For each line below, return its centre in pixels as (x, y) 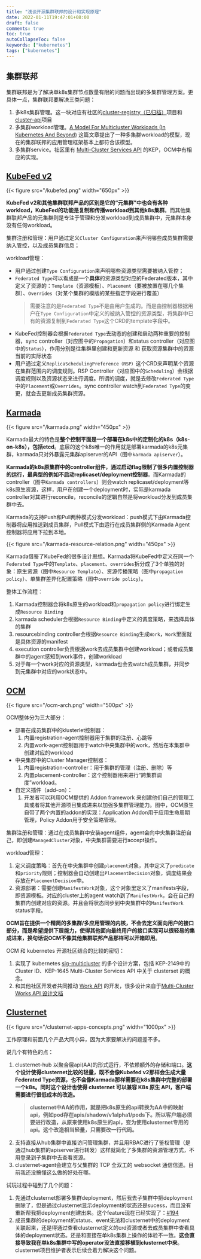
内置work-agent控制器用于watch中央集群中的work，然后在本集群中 (107, 745)
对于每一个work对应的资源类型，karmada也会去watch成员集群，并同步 (102, 664)
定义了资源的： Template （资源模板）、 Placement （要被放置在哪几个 (97, 286)
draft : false (22, 23)
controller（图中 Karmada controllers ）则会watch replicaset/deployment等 (98, 482)
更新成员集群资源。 (65, 394)
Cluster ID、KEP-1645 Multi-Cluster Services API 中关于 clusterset (96, 971)
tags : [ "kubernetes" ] (33, 51)
